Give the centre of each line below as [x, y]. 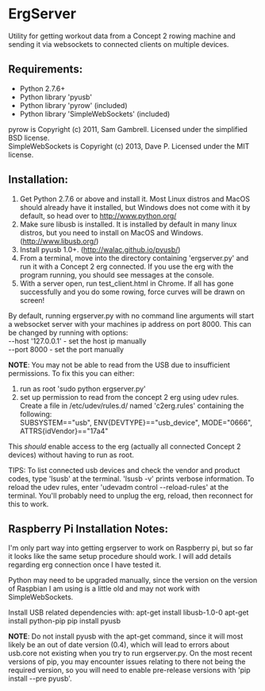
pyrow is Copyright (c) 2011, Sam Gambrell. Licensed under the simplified [128, 129]
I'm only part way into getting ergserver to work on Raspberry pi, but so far [131, 548]
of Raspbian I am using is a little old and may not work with [104, 588]
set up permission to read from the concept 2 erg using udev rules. [129, 397]
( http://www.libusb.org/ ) [59, 241]
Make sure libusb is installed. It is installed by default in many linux [128, 224]
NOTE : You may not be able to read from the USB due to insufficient [119, 365]
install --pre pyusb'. [40, 679]
